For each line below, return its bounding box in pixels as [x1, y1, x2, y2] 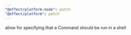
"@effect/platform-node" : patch [5, 7, 70, 12]
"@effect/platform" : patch [5, 12, 60, 16]
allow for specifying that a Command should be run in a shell [5, 24, 126, 30]
